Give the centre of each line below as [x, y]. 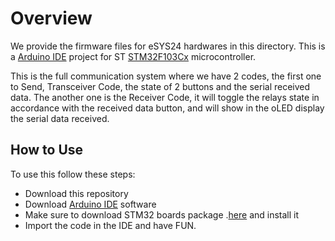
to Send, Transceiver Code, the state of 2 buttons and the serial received [160, 86]
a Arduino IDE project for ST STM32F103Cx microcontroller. [133, 56]
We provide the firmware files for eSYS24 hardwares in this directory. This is [168, 46]
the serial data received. [60, 118]
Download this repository [76, 193]
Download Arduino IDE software [90, 204]
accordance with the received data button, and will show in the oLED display [167, 108]
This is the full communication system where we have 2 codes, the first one [166, 76]
